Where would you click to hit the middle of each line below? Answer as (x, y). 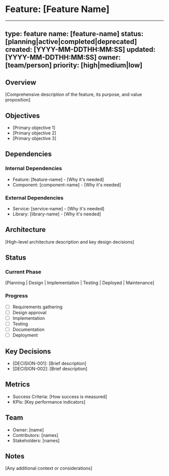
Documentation (28, 329)
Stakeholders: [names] (36, 440)
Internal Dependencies (34, 168)
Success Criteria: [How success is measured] (60, 396)
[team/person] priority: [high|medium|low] (74, 66)
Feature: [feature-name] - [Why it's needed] (58, 179)
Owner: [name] (28, 430)
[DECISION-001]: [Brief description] (49, 363)
